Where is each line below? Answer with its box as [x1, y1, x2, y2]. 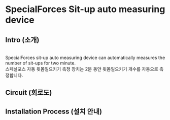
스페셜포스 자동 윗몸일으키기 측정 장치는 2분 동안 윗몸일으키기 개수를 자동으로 [5, 66, 158, 72]
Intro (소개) [5, 35, 40, 44]
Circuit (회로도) [5, 88, 52, 97]
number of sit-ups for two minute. [5, 60, 76, 66]
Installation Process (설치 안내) [5, 107, 103, 115]
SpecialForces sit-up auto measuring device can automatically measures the [5, 54, 165, 61]
